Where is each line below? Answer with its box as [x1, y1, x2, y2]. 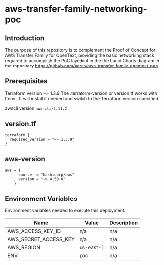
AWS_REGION [7, 244, 41, 251]
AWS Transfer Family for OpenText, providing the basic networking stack [5, 52, 154, 58]
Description [109, 219, 138, 226]
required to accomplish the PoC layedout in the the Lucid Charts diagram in [5, 58, 159, 63]
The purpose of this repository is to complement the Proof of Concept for [5, 47, 156, 53]
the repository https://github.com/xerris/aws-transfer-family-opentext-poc [5, 63, 158, 68]
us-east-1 [79, 244, 105, 251]
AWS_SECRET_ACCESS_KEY [7, 236, 75, 243]
